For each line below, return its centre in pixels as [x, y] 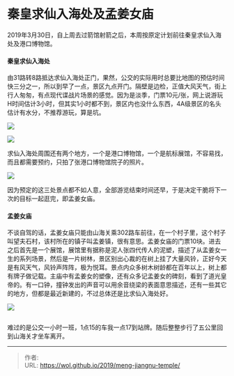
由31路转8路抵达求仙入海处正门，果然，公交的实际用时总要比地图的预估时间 [116, 78]
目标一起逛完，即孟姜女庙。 [59, 198]
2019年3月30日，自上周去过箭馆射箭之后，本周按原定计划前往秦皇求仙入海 [114, 35]
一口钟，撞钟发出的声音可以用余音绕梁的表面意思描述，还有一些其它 [129, 285]
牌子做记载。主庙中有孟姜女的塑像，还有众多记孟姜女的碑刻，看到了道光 [117, 276]
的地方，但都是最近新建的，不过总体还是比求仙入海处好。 [89, 294]
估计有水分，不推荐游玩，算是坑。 [56, 113]
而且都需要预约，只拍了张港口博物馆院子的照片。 [77, 162]
